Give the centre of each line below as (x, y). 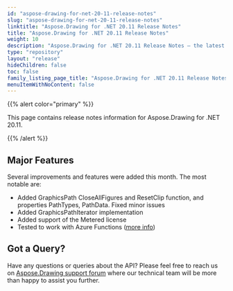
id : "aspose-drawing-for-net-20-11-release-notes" (82, 14)
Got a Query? (36, 249)
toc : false (23, 71)
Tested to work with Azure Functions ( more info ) (86, 227)
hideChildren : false (37, 65)
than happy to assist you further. (54, 280)
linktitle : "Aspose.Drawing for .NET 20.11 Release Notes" (94, 26)
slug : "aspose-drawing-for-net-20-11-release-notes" (85, 20)
